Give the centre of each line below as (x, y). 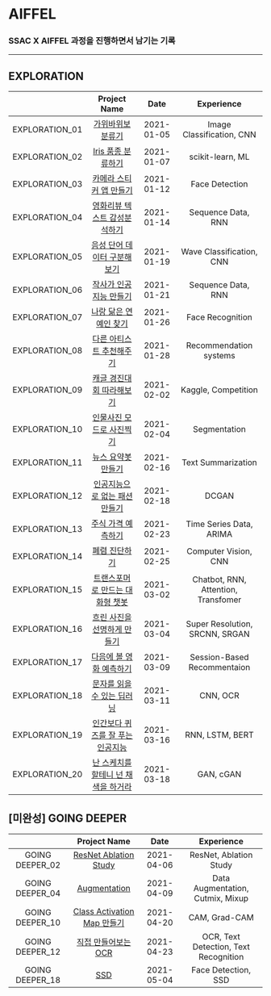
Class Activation (104, 911)
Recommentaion (219, 667)
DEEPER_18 (38, 980)
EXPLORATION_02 (48, 157)
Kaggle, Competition (219, 390)
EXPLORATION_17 (48, 663)
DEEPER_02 (38, 865)
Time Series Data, (219, 524)
